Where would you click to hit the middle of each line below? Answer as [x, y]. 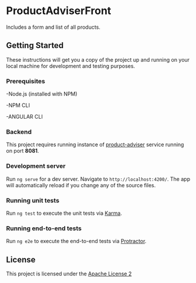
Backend [19, 132]
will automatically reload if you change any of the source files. [81, 185]
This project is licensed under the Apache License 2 [69, 274]
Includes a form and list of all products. [53, 27]
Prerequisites [26, 81]
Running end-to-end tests [44, 228]
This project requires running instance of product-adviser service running [95, 144]
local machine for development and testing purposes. [71, 66]
